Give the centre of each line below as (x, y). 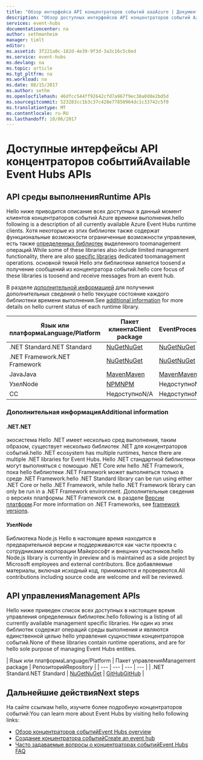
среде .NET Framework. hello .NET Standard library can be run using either (99, 478)
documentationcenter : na (37, 29)
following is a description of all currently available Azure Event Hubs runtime (101, 224)
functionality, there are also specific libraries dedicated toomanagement (96, 256)
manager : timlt (25, 40)
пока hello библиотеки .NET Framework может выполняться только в (95, 472)
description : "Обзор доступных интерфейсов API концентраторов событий (98, 18)
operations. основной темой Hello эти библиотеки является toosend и (96, 263)
